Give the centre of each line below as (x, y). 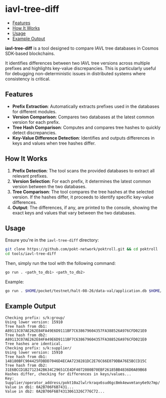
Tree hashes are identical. (34, 344)
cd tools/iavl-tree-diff (31, 254)
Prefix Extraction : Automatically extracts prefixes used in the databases (86, 106)
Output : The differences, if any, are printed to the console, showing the (85, 207)
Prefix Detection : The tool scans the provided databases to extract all (83, 171)
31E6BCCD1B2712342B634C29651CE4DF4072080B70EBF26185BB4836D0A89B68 (76, 370)
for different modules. (34, 111)
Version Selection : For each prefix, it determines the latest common (82, 181)
